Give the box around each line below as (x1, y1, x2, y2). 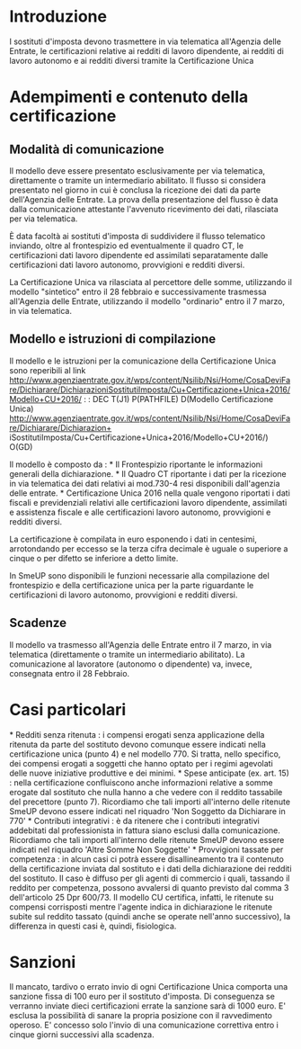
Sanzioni (9, 952, 76, 973)
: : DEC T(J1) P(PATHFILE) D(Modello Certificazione (84, 393, 274, 404)
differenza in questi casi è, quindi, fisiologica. (9, 920, 177, 931)
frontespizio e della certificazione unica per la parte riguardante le (9, 579, 254, 590)
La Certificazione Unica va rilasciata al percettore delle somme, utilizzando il (9, 276, 292, 287)
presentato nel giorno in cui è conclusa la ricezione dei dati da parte (9, 184, 261, 195)
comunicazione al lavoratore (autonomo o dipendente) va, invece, (9, 659, 252, 669)
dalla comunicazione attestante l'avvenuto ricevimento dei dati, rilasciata (9, 203, 279, 214)
